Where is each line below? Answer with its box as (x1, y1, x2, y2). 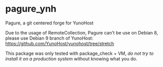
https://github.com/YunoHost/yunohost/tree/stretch (5, 40, 114, 46)
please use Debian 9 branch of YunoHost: (5, 35, 94, 41)
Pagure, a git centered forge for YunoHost (5, 20, 94, 26)
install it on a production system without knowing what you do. (5, 55, 137, 61)
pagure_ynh (5, 3, 57, 15)
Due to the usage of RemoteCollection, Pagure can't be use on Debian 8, (5, 29, 158, 36)
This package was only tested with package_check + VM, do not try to (5, 50, 154, 56)
